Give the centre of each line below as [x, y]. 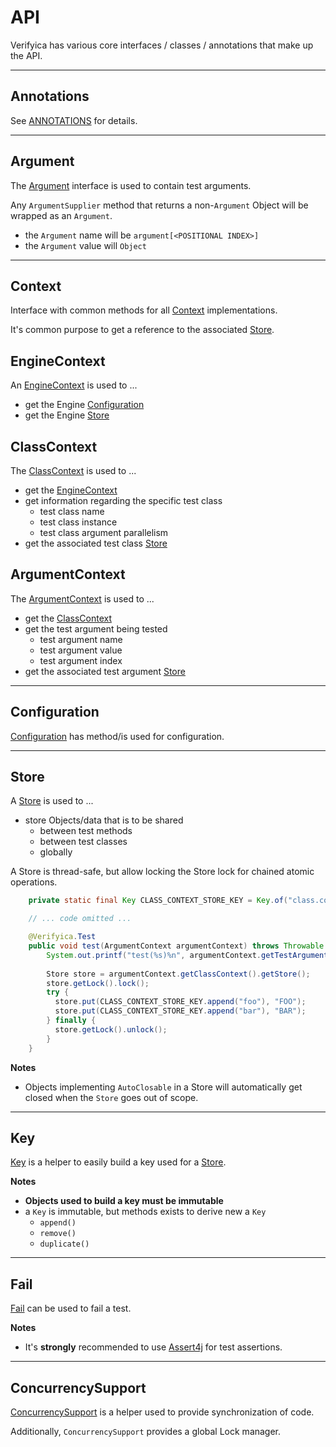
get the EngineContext [71, 490]
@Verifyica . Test [62, 937]
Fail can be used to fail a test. [71, 1308]
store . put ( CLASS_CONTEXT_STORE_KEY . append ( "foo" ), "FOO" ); [180, 1002]
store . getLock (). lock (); [98, 983]
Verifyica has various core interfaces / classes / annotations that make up [162, 45]
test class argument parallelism [104, 532]
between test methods [86, 831]
